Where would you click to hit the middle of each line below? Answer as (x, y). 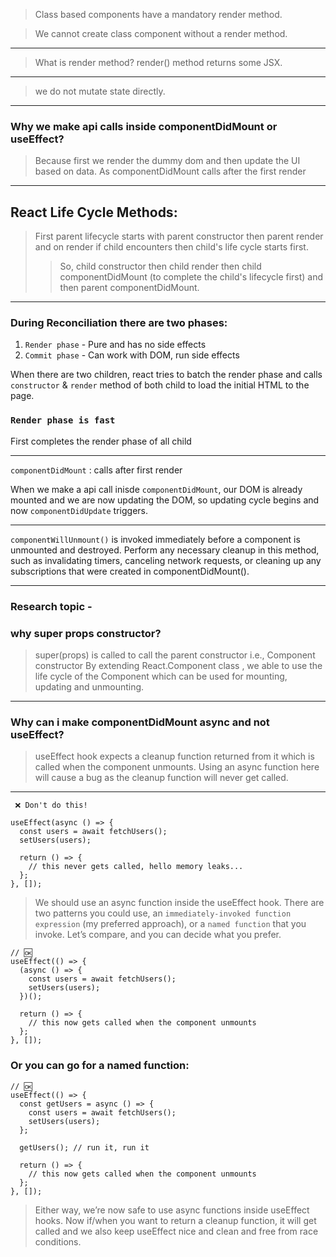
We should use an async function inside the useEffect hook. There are (179, 903)
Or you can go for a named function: (100, 1066)
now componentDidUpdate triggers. (79, 510)
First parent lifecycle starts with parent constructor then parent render (179, 236)
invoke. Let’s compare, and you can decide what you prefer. (158, 935)
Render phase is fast (63, 420)
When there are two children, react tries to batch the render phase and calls (166, 375)
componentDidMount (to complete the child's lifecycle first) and (191, 277)
